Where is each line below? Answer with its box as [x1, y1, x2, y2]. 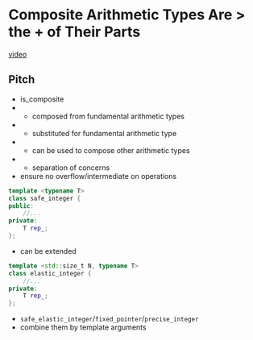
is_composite [19, 94, 64, 104]
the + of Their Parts [8, 23, 141, 41]
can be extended [19, 246, 77, 255]
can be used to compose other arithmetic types [31, 145, 191, 155]
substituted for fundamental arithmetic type [31, 128, 177, 138]
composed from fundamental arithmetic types [31, 111, 185, 121]
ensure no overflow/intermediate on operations [19, 171, 177, 180]
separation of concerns [31, 163, 110, 172]
